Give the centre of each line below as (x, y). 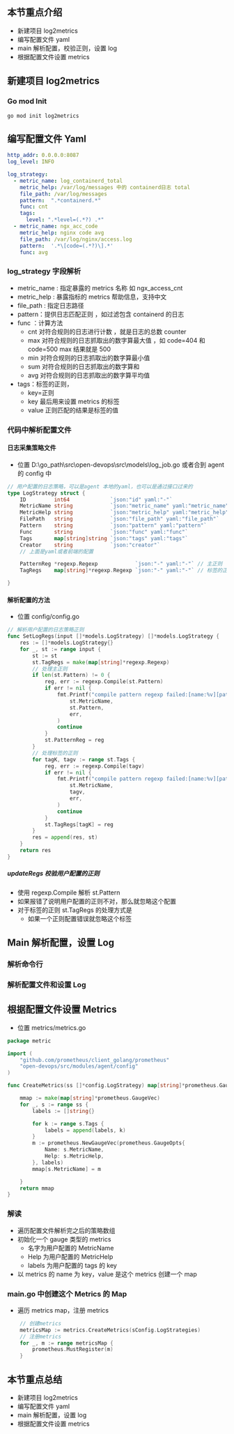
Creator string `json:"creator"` (90, 545)
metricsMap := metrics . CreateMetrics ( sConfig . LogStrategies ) (110, 1330)
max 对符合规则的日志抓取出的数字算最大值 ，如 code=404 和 (116, 340)
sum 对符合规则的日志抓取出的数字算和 (84, 366)
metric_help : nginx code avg (62, 232)
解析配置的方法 (29, 599)
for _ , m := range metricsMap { (67, 1343)
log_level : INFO (31, 162)
